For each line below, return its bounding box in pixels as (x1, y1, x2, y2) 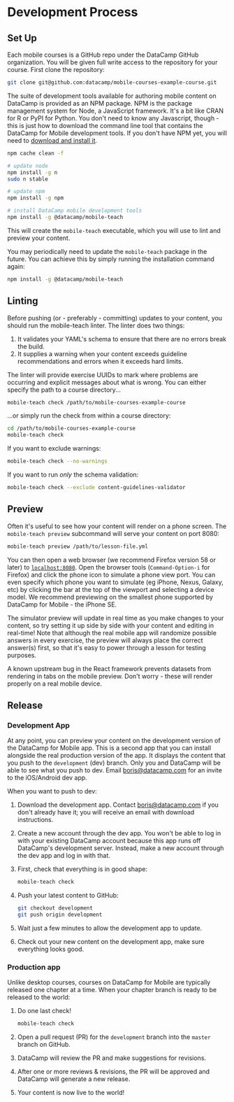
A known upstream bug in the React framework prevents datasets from (7, 664, 212, 672)
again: (7, 262, 26, 270)
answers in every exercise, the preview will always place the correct (7, 636, 203, 644)
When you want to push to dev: (7, 787, 98, 796)
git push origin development (17, 911, 103, 919)
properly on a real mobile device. (7, 679, 103, 688)
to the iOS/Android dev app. (7, 774, 87, 782)
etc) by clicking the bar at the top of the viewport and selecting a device (7, 585, 214, 593)
